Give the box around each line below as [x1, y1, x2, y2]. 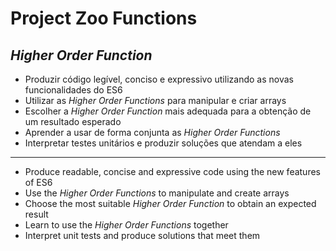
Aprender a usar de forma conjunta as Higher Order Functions [24, 127, 281, 138]
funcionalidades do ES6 [24, 84, 123, 96]
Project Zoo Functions [10, 7, 198, 30]
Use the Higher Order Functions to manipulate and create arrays [24, 187, 290, 199]
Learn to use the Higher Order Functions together [24, 219, 229, 231]
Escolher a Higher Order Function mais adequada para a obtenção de [24, 105, 312, 117]
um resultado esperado [24, 116, 122, 127]
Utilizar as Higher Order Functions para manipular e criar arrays [24, 95, 287, 106]
